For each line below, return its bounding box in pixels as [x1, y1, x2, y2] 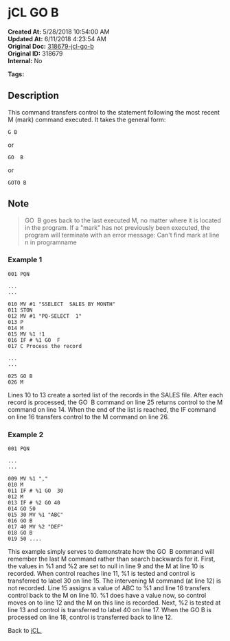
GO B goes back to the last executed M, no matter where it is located [24, 216, 222, 224]
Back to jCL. [8, 627, 42, 635]
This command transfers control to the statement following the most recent [8, 108, 220, 116]
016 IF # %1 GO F [8, 336, 60, 344]
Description [8, 90, 59, 102]
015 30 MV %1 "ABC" [8, 511, 64, 519]
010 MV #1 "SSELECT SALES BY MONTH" [8, 301, 116, 307]
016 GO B [8, 517, 33, 524]
